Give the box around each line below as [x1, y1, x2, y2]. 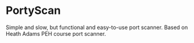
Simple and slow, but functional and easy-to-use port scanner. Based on [6, 24, 188, 31]
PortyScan [6, 4, 61, 18]
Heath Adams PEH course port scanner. [6, 30, 106, 37]
